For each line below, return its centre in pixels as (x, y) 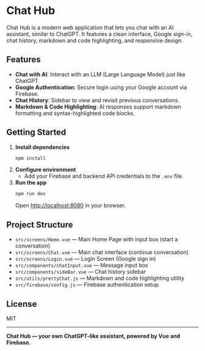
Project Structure (40, 225)
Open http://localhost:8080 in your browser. (70, 205)
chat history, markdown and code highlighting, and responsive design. (95, 40)
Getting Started (36, 133)
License (22, 304)
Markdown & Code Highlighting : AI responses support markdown (98, 107)
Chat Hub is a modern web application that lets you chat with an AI (90, 27)
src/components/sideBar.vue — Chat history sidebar (81, 272)
